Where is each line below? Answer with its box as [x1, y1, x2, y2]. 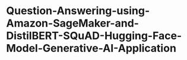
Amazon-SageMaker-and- [6, 16, 140, 30]
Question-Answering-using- [6, 4, 150, 18]
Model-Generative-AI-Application [6, 42, 177, 55]
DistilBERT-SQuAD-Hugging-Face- [6, 29, 182, 42]
